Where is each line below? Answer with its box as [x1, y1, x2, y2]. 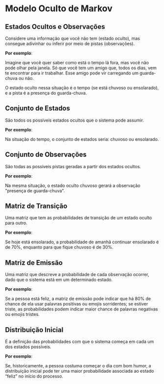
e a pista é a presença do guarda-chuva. [5, 90, 87, 96]
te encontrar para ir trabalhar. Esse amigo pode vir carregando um [5, 70, 139, 76]
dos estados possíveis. [5, 344, 51, 350]
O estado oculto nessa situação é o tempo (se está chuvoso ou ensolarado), [5, 85, 159, 91]
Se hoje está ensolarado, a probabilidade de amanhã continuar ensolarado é [5, 239, 159, 245]
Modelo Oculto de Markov [5, 3, 113, 14]
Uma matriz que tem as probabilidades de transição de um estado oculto [5, 215, 152, 221]
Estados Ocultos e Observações [5, 23, 105, 31]
